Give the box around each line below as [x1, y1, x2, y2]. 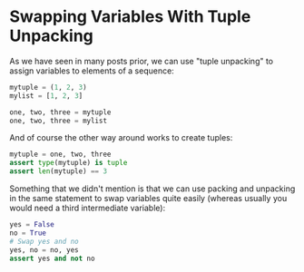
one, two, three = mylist [9, 116, 107, 125]
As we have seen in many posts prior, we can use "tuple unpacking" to [9, 55, 274, 66]
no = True [9, 228, 47, 238]
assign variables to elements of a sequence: [9, 65, 174, 76]
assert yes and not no [9, 254, 95, 263]
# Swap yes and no [9, 237, 79, 246]
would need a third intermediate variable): [9, 202, 166, 214]
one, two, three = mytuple [9, 107, 112, 117]
